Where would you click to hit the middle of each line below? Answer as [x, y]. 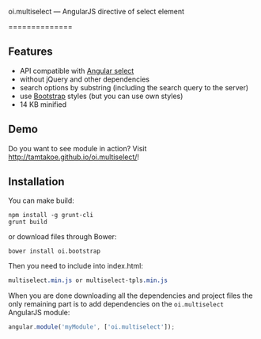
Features [30, 52]
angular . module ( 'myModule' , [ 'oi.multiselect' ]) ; [92, 327]
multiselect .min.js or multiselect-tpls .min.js [88, 280]
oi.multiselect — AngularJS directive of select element [96, 11]
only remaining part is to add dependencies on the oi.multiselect [116, 304]
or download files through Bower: [62, 237]
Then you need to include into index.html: [76, 266]
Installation [36, 182]
